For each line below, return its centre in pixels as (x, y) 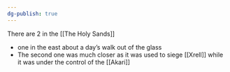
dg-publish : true (33, 14)
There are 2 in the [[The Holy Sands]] (61, 34)
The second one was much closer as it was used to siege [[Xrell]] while (120, 55)
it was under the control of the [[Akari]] (74, 62)
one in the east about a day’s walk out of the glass (89, 47)
